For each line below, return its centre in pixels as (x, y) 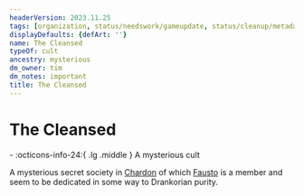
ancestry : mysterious (50, 60)
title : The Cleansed (48, 85)
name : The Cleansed (46, 43)
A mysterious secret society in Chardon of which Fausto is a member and (146, 172)
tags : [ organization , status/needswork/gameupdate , (109, 26)
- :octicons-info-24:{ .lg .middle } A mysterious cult (105, 154)
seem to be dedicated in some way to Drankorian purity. (114, 182)
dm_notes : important (48, 77)
